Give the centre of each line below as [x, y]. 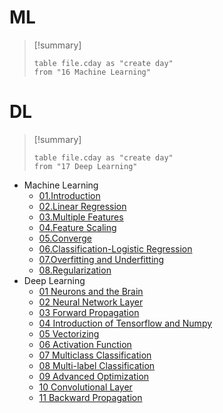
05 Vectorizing [69, 333]
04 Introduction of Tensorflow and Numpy [125, 323]
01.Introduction [69, 195]
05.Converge [65, 238]
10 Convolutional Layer [85, 387]
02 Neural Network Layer [91, 302]
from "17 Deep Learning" [85, 166]
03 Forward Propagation [89, 312]
